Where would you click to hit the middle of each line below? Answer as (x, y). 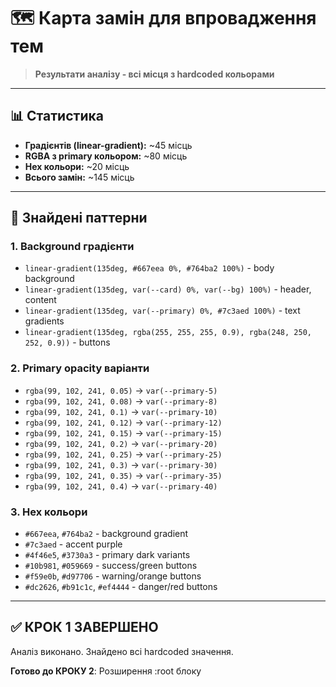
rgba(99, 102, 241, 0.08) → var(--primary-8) (121, 401)
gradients (44, 321)
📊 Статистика (57, 116)
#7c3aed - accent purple (73, 544)
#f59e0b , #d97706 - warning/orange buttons (113, 576)
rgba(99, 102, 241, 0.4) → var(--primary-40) (121, 486)
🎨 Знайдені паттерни (79, 218)
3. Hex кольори (49, 512)
